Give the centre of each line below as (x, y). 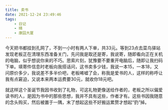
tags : (11, 19)
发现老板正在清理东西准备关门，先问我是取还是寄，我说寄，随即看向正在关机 (84, 54)
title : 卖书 (17, 10)
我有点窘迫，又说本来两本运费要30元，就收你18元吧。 (60, 79)
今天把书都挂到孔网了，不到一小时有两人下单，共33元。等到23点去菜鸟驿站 (83, 48)
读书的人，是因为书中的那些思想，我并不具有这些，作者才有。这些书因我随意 (84, 96)
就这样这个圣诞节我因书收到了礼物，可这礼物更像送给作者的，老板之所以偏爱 (84, 90)
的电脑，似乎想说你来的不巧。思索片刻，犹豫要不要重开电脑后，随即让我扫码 (84, 60)
